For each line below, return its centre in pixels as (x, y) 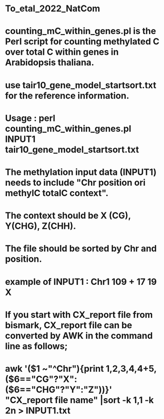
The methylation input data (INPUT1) (81, 172)
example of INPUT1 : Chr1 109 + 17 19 (81, 282)
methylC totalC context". (57, 193)
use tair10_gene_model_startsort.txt (81, 85)
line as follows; (36, 346)
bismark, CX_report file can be (69, 325)
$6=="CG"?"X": (43, 379)
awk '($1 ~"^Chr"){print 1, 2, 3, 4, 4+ (77, 368)
